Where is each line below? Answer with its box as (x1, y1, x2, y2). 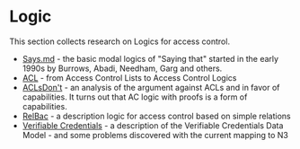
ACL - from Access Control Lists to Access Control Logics (22, 72, 237, 83)
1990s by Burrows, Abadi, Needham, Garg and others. (22, 63, 223, 74)
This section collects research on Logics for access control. (9, 36, 231, 47)
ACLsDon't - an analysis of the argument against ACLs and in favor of (22, 82, 280, 92)
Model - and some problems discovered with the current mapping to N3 (22, 129, 289, 140)
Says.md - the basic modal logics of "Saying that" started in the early (22, 53, 279, 64)
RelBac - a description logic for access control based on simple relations (22, 110, 291, 121)
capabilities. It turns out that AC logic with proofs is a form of (22, 92, 248, 102)
